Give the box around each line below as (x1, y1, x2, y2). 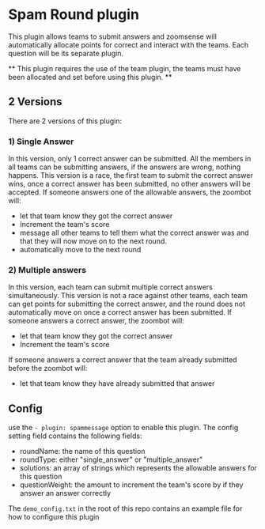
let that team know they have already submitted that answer (19, 379, 215, 388)
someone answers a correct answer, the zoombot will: (8, 316, 184, 326)
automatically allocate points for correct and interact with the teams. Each (8, 40, 249, 49)
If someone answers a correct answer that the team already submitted (8, 355, 237, 365)
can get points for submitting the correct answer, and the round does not (8, 299, 246, 309)
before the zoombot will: (8, 364, 88, 373)
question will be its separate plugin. (8, 48, 124, 58)
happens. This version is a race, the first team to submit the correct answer (8, 171, 253, 180)
